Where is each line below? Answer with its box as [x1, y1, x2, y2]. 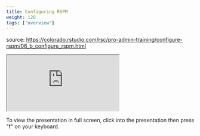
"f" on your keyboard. [6, 123, 60, 130]
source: [6, 36, 25, 44]
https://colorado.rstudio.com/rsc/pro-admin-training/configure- [26, 36, 183, 44]
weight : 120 [6, 14, 36, 20]
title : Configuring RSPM [6, 8, 68, 15]
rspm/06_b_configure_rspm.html [6, 42, 87, 50]
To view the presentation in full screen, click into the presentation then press [6, 117, 195, 124]
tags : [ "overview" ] [6, 20, 55, 26]
